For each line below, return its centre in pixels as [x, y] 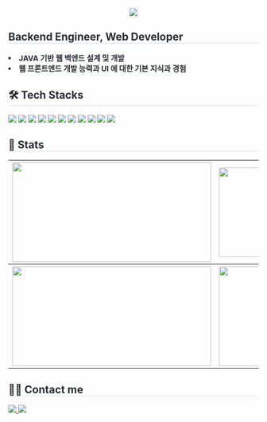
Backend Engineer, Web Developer [96, 37]
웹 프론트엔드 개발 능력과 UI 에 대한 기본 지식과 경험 [103, 68]
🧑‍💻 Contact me [46, 389]
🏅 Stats [26, 145]
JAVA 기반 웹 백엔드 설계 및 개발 [72, 58]
